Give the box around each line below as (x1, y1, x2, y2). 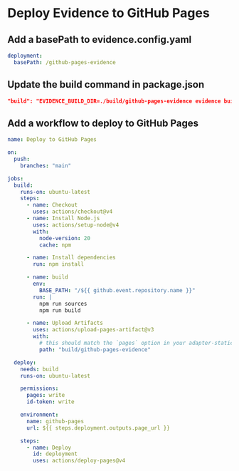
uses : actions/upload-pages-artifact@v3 (33, 326, 154, 333)
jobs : (7, 175, 23, 182)
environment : (20, 411, 59, 418)
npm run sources (38, 300, 87, 307)
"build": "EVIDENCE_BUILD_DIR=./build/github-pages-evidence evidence (7, 98, 221, 105)
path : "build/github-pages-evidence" (38, 346, 152, 353)
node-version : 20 (38, 234, 91, 242)
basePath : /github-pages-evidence (14, 58, 116, 66)
